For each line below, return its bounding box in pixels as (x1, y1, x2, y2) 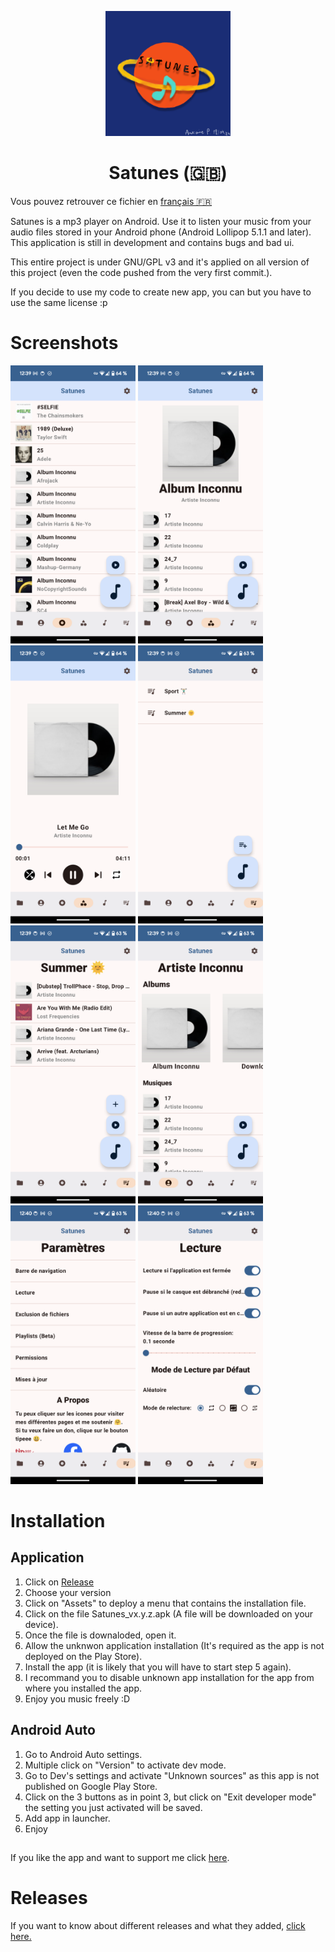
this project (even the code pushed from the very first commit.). (10, 266, 273, 278)
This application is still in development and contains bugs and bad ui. (10, 236, 295, 248)
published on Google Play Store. (24, 1780, 158, 1792)
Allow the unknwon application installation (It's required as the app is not (24, 1639, 325, 1651)
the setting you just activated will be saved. (24, 1801, 203, 1813)
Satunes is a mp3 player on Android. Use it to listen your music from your (10, 215, 312, 227)
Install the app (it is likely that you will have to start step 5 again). (24, 1661, 292, 1673)
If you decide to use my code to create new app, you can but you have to (10, 286, 312, 298)
